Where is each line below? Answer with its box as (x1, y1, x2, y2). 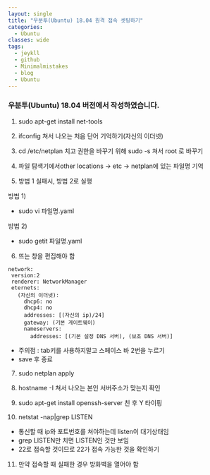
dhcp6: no (23, 298, 53, 305)
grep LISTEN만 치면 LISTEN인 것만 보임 (18, 435, 130, 445)
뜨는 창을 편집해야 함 (18, 251, 75, 260)
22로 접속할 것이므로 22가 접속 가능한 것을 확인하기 (18, 445, 160, 453)
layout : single (8, 10, 53, 18)
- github (14, 56, 40, 64)
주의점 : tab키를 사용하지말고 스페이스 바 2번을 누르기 (18, 346, 165, 354)
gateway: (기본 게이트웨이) (23, 319, 96, 326)
